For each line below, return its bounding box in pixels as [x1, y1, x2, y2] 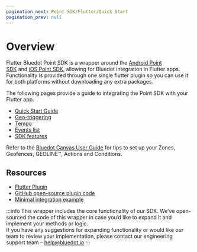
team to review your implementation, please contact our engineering [6, 232, 173, 240]
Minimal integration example [14, 196, 84, 203]
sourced [6, 214, 27, 221]
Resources [6, 167, 47, 178]
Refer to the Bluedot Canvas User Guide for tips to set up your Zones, [6, 144, 176, 151]
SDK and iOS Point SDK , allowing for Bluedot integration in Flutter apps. [6, 66, 180, 73]
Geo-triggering [14, 114, 51, 121]
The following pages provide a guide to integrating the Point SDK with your [6, 90, 188, 97]
